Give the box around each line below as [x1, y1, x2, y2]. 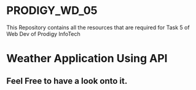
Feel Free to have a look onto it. [6, 75, 128, 86]
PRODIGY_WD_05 [6, 4, 98, 18]
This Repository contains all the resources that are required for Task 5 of [6, 24, 190, 31]
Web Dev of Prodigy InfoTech [6, 30, 81, 37]
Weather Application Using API [6, 52, 168, 66]
